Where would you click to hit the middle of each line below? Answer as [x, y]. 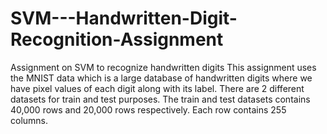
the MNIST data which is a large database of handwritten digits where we [161, 78]
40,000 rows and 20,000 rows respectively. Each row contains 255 [148, 109]
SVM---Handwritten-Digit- [124, 18]
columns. [29, 120]
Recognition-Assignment [117, 39]
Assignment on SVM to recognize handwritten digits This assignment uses [163, 67]
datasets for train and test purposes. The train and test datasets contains [160, 99]
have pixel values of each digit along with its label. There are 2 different [157, 88]
